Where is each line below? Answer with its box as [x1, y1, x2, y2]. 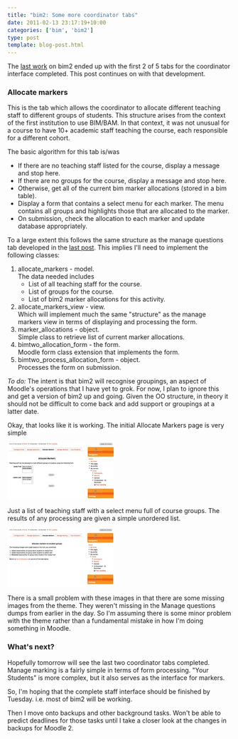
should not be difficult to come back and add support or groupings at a [7, 400, 215, 408]
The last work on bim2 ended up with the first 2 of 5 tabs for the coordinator [7, 62, 231, 71]
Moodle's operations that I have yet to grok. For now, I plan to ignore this [7, 385, 220, 393]
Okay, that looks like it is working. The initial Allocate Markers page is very [7, 421, 225, 430]
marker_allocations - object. [17, 325, 100, 334]
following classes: [7, 251, 60, 259]
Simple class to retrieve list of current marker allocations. [17, 333, 185, 341]
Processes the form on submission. [17, 363, 121, 372]
